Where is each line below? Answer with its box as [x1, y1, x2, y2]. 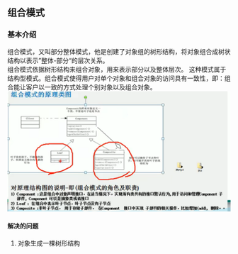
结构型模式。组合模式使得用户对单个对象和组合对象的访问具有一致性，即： [7, 74, 225, 82]
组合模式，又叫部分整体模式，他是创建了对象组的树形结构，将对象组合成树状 [7, 47, 231, 55]
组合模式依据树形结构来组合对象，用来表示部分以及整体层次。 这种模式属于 [7, 65, 227, 73]
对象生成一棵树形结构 [17, 238, 80, 247]
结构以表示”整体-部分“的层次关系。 [7, 56, 109, 65]
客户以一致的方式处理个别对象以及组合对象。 [25, 82, 157, 91]
